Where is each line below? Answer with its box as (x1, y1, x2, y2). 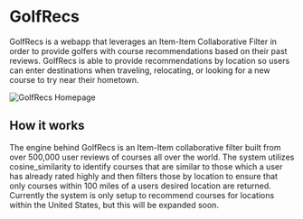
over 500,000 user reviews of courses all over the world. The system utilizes (9, 151, 295, 162)
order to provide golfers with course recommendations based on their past (9, 45, 288, 56)
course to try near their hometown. (9, 74, 139, 85)
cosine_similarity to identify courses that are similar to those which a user (9, 160, 283, 172)
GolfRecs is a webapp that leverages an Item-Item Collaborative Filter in (9, 36, 278, 47)
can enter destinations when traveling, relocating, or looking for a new (9, 65, 270, 76)
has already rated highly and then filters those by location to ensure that (9, 170, 279, 181)
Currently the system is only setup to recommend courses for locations (9, 189, 275, 200)
